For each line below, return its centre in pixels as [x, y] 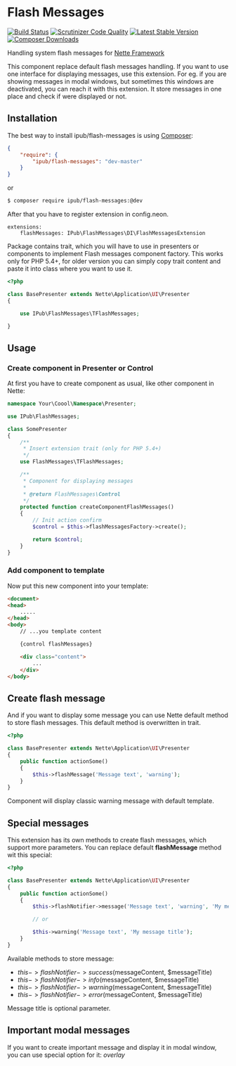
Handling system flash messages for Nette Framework [86, 53]
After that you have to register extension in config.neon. [88, 214]
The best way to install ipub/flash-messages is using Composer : [100, 135]
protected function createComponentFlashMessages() [97, 507]
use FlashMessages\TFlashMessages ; [72, 462]
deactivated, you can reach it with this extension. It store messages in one [114, 89]
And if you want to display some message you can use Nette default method [118, 715]
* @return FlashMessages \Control [72, 494]
